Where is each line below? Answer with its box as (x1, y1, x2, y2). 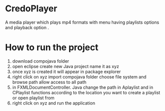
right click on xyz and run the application (12, 100, 95, 106)
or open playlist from (12, 95, 55, 101)
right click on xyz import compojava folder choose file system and (12, 74, 147, 79)
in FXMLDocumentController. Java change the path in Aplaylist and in (12, 84, 154, 90)
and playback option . (5, 24, 49, 30)
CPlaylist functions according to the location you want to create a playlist (12, 89, 161, 95)
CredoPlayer (5, 3, 58, 14)
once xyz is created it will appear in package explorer (12, 69, 121, 74)
